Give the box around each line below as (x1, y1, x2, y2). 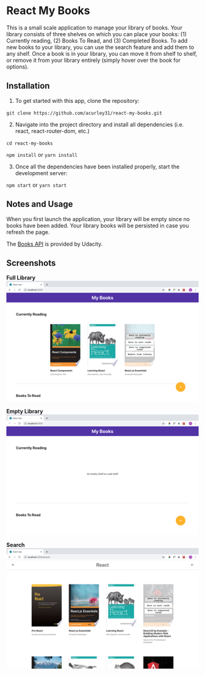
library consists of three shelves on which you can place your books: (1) (6, 30, 187, 37)
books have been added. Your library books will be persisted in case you (6, 222, 189, 229)
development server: (15, 169, 68, 176)
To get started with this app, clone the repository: (15, 97, 140, 104)
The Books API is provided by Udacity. (6, 240, 103, 247)
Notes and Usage (6, 199, 73, 209)
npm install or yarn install (6, 151, 78, 158)
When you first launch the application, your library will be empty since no (6, 215, 190, 222)
